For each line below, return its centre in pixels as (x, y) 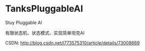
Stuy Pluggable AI (24, 22)
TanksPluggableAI (44, 9)
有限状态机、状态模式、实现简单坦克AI (45, 32)
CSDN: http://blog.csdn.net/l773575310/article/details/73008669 (72, 42)
